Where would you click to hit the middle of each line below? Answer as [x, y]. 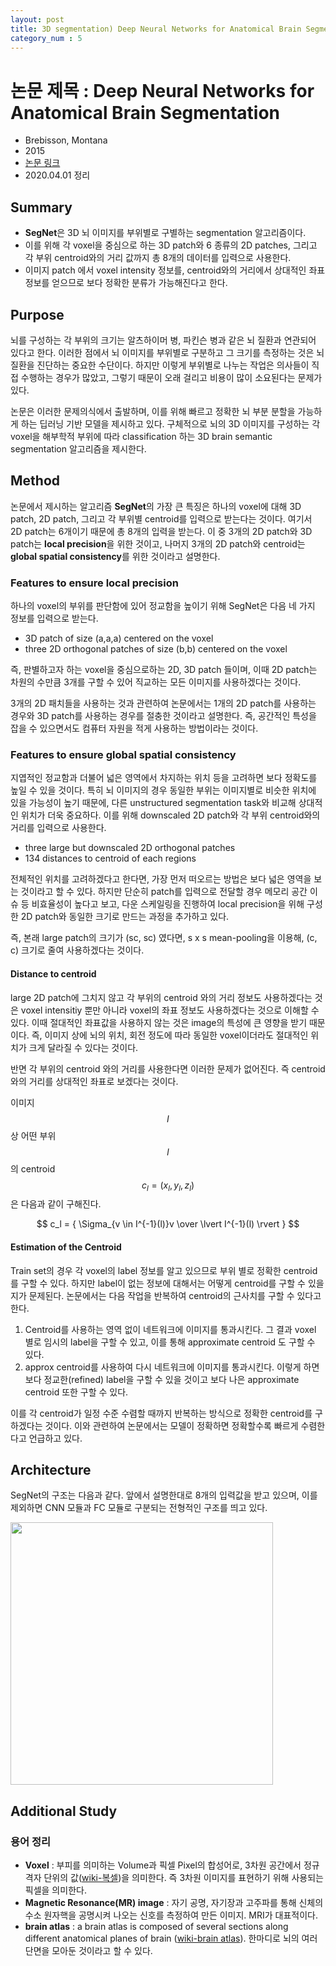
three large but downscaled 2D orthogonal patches [130, 848]
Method [35, 481]
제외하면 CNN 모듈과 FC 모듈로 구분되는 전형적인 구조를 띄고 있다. [139, 1508]
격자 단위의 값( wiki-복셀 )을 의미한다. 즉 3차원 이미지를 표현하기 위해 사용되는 [174, 1878]
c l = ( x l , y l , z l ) [168, 1186]
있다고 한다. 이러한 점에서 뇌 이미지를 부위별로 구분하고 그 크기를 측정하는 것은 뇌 [167, 352]
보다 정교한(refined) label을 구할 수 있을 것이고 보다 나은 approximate [162, 1379]
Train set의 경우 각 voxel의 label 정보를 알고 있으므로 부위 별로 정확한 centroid [164, 1270]
